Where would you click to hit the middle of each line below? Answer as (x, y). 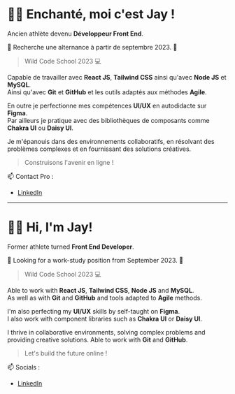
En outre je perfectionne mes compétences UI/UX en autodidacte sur (107, 105)
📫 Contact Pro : (30, 176)
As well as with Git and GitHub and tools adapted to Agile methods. (105, 298)
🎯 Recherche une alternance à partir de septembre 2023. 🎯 (92, 47)
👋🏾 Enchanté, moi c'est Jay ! (91, 14)
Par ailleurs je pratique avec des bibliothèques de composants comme (108, 120)
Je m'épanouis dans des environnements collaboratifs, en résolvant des (111, 141)
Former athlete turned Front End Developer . (71, 247)
